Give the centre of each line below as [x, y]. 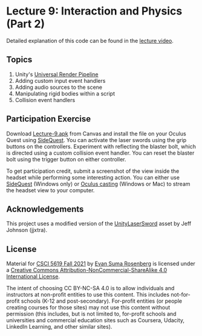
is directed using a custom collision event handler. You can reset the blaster [100, 153]
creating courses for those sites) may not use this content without [88, 308]
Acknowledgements [45, 209]
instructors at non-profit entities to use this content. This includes [88, 295]
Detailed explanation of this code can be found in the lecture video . [90, 40]
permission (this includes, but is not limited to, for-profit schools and [91, 314]
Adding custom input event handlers [60, 80]
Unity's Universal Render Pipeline [57, 74]
